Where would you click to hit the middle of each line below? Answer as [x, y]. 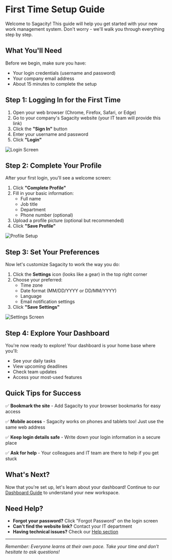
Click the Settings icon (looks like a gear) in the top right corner [80, 274]
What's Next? [28, 475]
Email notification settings [48, 302]
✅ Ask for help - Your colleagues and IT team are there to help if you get [82, 453]
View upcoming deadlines [40, 366]
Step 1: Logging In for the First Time [63, 100]
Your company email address [44, 78]
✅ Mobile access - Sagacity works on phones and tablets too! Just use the [84, 421]
